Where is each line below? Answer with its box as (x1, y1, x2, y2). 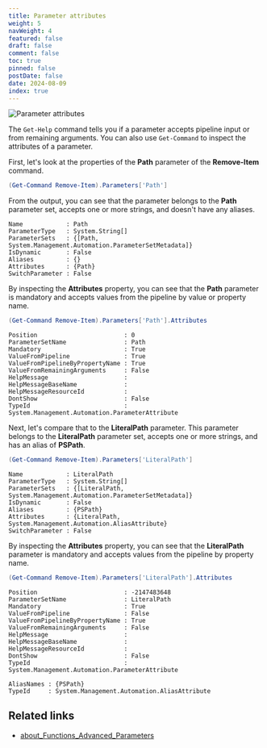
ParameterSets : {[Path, (8, 235, 99, 243)
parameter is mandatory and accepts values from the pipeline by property (8, 550, 254, 559)
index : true (8, 86, 48, 95)
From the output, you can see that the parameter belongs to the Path (8, 196, 237, 206)
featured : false (8, 34, 63, 43)
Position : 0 (8, 332, 136, 340)
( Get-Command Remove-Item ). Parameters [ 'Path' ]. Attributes (8, 316, 207, 325)
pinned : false (8, 65, 56, 73)
